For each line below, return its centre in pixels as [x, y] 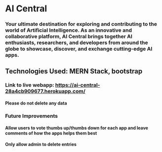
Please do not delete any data [36, 103]
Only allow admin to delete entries [41, 145]
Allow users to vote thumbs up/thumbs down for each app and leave [77, 128]
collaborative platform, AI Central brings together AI [69, 37]
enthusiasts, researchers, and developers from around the [77, 43]
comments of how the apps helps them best [51, 133]
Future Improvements [32, 116]
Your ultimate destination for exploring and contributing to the [81, 24]
